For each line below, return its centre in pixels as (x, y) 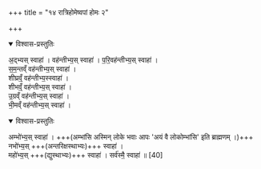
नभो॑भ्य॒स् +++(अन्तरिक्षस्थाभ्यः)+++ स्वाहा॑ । (66, 146)
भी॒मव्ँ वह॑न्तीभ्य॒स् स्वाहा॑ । (40, 105)
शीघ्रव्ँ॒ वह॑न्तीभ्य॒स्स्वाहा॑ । (39, 78)
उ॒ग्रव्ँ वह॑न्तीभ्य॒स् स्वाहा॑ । (39, 96)
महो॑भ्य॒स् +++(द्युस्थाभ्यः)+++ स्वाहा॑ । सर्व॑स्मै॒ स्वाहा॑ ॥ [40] (86, 155)
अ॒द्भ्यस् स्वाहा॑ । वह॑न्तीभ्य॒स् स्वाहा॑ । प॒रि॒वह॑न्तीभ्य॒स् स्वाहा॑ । (83, 60)
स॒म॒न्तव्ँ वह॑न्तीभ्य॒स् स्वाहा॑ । (42, 69)
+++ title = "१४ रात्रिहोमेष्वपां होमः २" (58, 12)
